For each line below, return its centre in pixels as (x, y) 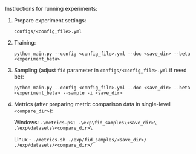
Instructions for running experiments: (51, 9)
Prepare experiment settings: (50, 20)
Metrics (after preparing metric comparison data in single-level (92, 104)
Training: (25, 43)
